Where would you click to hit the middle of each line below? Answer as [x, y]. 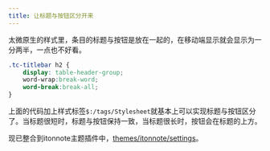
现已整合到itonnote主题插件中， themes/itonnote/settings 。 [106, 138]
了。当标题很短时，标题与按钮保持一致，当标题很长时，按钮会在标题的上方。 [135, 121]
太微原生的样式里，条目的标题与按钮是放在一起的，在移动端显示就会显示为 [131, 39]
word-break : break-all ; [61, 88]
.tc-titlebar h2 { [39, 65]
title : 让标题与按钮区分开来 [51, 16]
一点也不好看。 [61, 50]
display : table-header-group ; [74, 72]
